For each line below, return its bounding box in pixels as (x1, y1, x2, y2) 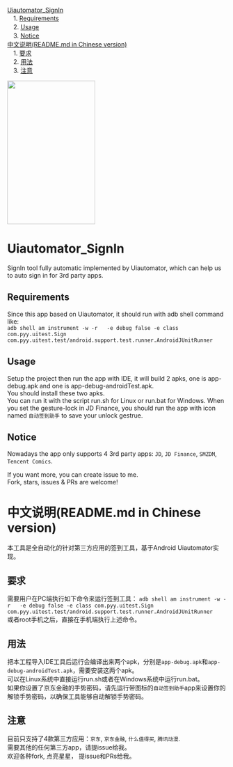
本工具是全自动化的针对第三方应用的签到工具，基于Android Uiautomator (7, 544, 214, 552)
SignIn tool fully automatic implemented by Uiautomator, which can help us (7, 264, 222, 272)
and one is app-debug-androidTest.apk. (39, 381, 154, 390)
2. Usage (13, 23, 40, 31)
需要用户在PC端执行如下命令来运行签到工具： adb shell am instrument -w (7, 594, 220, 603)
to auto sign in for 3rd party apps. (7, 271, 104, 279)
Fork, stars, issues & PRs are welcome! (7, 478, 118, 487)
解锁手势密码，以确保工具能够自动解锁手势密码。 (7, 692, 147, 700)
